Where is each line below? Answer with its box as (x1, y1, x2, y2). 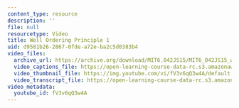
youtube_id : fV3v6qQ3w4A (14, 90, 87, 97)
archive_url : (14, 57, 53, 64)
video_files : (7, 50, 46, 58)
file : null (7, 23, 40, 31)
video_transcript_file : (14, 76, 84, 84)
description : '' (7, 17, 55, 24)
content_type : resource (7, 10, 78, 18)
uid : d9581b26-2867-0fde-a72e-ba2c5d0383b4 (7, 43, 139, 50)
